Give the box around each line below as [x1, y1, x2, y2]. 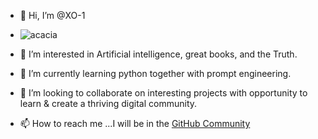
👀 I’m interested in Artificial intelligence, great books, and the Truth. [19, 48, 298, 60]
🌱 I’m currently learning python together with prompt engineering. [19, 68, 292, 79]
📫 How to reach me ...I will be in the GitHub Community [19, 118, 251, 129]
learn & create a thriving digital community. [19, 98, 198, 109]
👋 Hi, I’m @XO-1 [19, 10, 86, 21]
